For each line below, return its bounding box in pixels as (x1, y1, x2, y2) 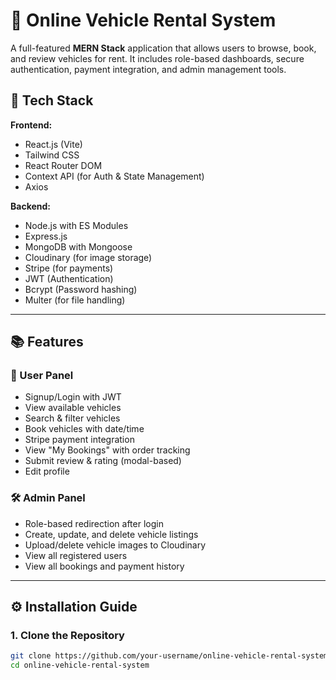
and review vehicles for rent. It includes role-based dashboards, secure (10, 52, 305, 64)
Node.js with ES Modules (24, 219, 129, 231)
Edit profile (24, 465, 70, 478)
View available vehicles (24, 402, 122, 414)
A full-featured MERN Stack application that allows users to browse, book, (10, 42, 317, 54)
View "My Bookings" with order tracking (24, 444, 191, 456)
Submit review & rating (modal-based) (24, 455, 182, 467)
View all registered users (24, 549, 128, 561)
